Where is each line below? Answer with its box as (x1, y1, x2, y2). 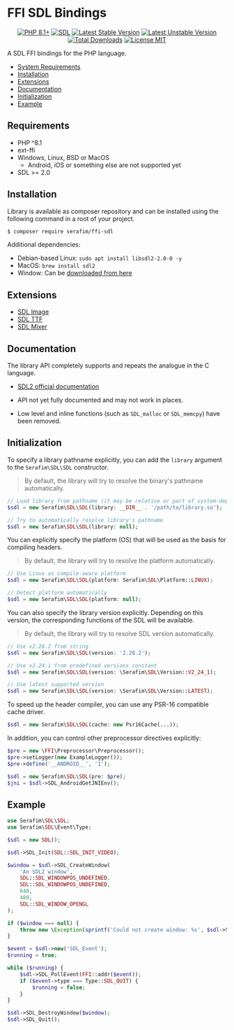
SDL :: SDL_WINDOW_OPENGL (19, 900, 89, 908)
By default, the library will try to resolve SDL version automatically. (24, 629, 215, 637)
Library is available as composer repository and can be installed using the (7, 207, 219, 215)
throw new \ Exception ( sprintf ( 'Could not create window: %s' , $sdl (19, 926, 219, 934)
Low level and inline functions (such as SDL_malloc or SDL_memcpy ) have (17, 409, 221, 418)
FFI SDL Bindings (7, 5, 107, 21)
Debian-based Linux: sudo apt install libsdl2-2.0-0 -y (17, 254, 182, 263)
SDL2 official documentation (17, 382, 100, 391)
